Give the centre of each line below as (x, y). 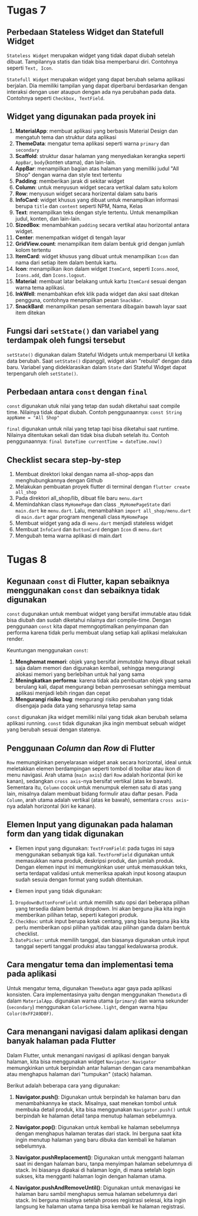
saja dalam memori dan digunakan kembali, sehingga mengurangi (95, 668)
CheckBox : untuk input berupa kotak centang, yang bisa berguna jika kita (102, 921)
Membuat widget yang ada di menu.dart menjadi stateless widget (94, 523)
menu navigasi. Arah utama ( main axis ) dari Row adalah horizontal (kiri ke (95, 775)
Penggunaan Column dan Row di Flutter (81, 748)
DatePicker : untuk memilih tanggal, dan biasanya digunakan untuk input (102, 940)
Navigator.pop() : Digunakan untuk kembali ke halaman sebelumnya (97, 1127)
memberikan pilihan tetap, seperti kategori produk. (77, 915)
